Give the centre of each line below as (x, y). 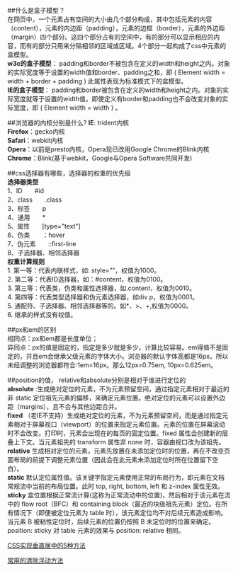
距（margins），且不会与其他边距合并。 (64, 406)
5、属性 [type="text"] (44, 226)
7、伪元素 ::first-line (42, 244)
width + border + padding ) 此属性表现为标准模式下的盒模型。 (97, 81)
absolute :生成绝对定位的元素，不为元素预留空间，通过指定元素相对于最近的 (119, 389)
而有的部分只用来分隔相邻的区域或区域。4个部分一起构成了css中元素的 (123, 46)
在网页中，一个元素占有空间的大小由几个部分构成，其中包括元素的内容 (110, 19)
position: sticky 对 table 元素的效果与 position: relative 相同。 (96, 530)
